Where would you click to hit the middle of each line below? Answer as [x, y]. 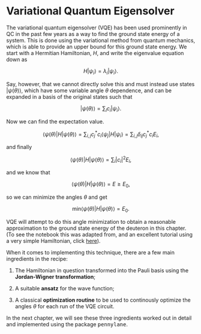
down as [17, 59]
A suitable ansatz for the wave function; [64, 289]
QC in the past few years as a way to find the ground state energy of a [93, 34]
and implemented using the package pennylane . [67, 324]
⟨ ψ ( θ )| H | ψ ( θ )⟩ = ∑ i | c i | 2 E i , [101, 160]
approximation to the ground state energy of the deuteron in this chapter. [96, 228]
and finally [19, 147]
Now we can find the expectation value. [55, 122]
